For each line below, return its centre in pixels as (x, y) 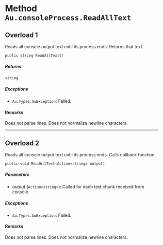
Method (21, 9)
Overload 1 (22, 35)
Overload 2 (22, 143)
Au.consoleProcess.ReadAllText (68, 18)
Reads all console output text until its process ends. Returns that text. (74, 47)
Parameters (17, 174)
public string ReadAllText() (34, 56)
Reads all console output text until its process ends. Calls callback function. (81, 154)
